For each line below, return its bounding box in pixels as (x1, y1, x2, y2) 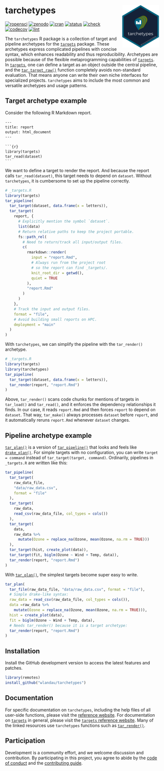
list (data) (18, 224, 41, 229)
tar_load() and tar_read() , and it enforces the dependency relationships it (5, 402, 156, 408)
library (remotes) (5, 675, 41, 680)
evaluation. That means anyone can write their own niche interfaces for (5, 72, 148, 78)
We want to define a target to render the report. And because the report (5, 167, 149, 173)
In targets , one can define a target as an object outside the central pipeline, (5, 62, 158, 68)
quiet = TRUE (31, 275, 58, 281)
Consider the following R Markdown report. (5, 110, 92, 115)
